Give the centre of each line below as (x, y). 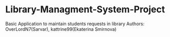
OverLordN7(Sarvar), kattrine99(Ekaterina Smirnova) (61, 29)
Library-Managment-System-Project (85, 10)
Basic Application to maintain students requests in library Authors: (75, 24)
